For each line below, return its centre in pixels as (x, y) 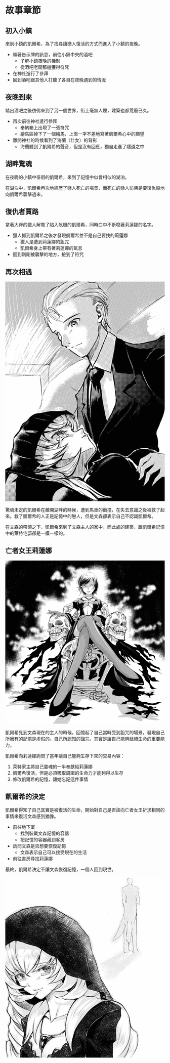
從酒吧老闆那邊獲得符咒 (45, 67)
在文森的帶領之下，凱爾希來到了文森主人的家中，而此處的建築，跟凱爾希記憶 (85, 527)
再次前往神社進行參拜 (35, 121)
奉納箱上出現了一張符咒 (45, 127)
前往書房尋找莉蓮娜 (33, 859)
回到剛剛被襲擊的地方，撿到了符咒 (48, 254)
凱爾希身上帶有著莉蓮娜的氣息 (51, 248)
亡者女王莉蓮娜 (29, 551)
